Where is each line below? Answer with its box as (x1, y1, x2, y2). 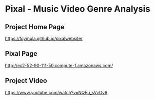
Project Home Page (5, 23, 65, 31)
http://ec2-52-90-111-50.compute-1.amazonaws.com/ (5, 62, 113, 68)
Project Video (5, 77, 47, 85)
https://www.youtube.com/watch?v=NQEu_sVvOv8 (5, 89, 108, 95)
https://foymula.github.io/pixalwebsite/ (5, 35, 83, 41)
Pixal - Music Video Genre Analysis (5, 3, 151, 15)
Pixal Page (5, 50, 38, 58)
